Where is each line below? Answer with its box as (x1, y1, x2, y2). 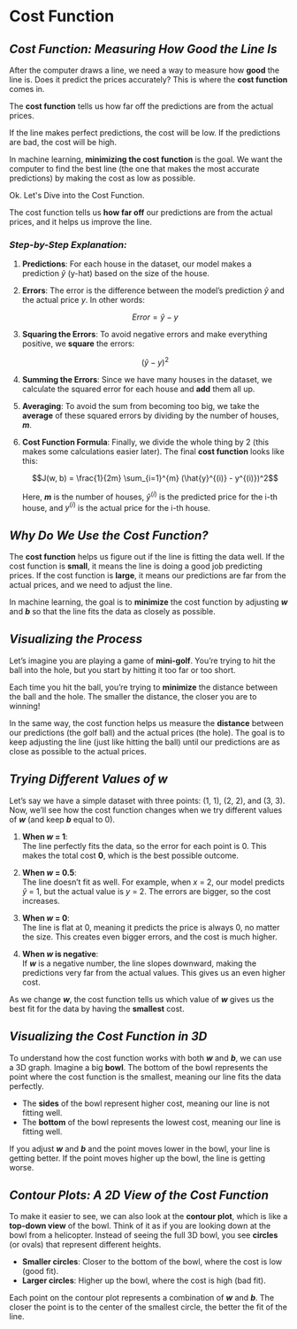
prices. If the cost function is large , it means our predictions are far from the (9, 570, 286, 581)
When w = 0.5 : (21, 867, 77, 877)
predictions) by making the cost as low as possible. (9, 173, 196, 183)
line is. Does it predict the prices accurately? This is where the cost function (9, 74, 288, 85)
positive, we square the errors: (21, 338, 135, 349)
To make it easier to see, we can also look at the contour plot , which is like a (9, 1211, 288, 1222)
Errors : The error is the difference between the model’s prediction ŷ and (21, 285, 285, 296)
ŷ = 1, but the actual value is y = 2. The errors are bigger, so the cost (21, 885, 271, 896)
